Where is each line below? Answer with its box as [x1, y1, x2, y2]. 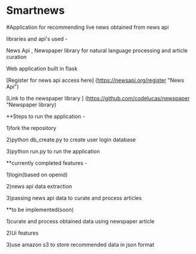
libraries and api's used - [6, 35, 68, 42]
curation [6, 53, 27, 60]
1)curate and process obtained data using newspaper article [6, 217, 155, 225]
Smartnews [6, 4, 65, 17]
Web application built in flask [6, 64, 78, 72]
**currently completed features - [6, 159, 88, 166]
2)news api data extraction [6, 182, 73, 190]
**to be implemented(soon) [6, 206, 74, 213]
